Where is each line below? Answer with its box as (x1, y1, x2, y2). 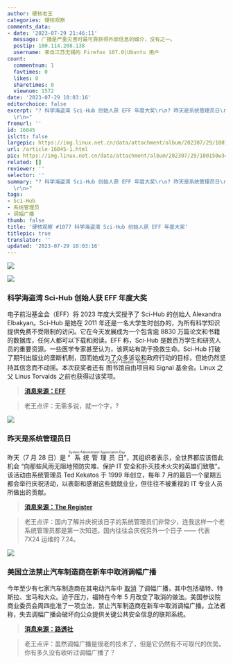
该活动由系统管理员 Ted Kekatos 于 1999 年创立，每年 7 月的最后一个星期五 (7, 470, 222, 479)
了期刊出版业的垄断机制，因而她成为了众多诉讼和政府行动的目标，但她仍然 (7, 354, 220, 362)
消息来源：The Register (24, 502, 93, 511)
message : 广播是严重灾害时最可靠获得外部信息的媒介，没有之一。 (13, 36, 175, 43)
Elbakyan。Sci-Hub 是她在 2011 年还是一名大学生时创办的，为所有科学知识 (7, 319, 221, 327)
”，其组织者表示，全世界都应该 (123, 453, 212, 461)
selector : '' (7, 172, 45, 179)
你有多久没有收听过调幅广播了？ (24, 648, 116, 657)
